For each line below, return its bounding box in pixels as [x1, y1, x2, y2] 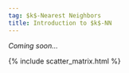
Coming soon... [8, 40, 58, 50]
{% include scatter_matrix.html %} [8, 56, 121, 66]
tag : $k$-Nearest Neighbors [8, 11, 102, 20]
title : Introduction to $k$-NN [8, 19, 112, 27]
